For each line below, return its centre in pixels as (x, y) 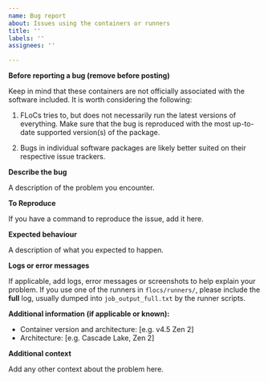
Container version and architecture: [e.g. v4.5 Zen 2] (107, 330)
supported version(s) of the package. (98, 133)
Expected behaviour (43, 235)
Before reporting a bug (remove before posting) (89, 76)
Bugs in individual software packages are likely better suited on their (133, 148)
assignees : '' (32, 46)
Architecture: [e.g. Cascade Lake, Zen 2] (87, 338)
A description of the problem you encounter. (81, 188)
